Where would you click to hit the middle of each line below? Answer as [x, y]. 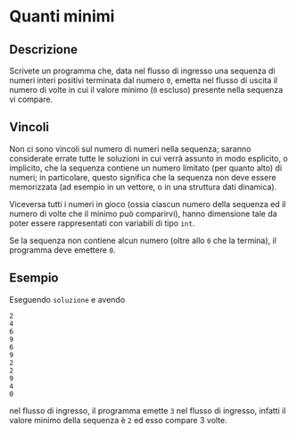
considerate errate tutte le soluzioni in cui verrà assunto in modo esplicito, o [148, 158]
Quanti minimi [62, 17]
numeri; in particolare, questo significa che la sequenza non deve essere [143, 177]
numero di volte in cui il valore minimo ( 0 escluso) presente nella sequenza [146, 90]
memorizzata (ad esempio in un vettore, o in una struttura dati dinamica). [143, 187]
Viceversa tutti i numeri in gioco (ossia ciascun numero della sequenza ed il [148, 204]
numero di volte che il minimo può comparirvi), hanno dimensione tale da [144, 213]
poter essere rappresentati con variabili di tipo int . [102, 223]
